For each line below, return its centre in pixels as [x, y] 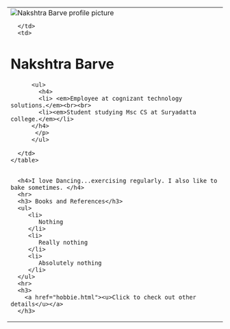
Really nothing [63, 243]
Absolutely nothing [70, 263]
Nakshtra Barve [62, 64]
